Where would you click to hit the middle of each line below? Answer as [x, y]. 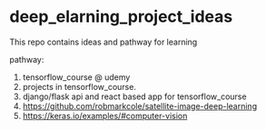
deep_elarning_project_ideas [121, 17]
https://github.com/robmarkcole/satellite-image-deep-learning [139, 105]
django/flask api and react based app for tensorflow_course [134, 96]
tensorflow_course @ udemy [76, 77]
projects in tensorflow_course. [79, 86]
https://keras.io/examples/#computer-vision [105, 115]
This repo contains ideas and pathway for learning [103, 42]
